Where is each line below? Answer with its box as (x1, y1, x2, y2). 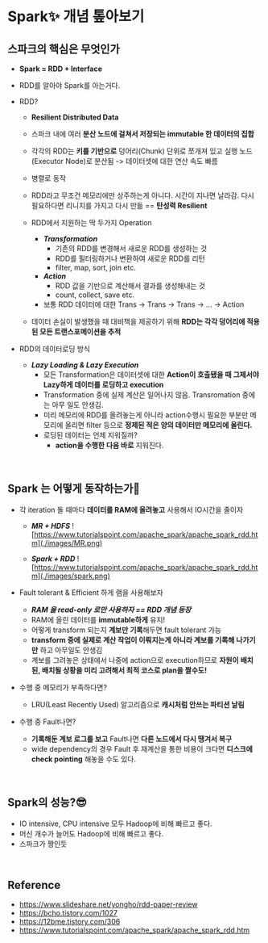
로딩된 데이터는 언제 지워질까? (43, 430, 138, 440)
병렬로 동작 (31, 174, 66, 182)
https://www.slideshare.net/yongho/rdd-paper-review (19, 899, 198, 909)
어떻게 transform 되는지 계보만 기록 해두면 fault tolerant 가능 (31, 625, 222, 635)
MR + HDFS (31, 521, 70, 530)
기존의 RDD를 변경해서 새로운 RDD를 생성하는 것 (55, 244, 208, 253)
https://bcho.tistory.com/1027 (19, 908, 118, 918)
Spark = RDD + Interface (19, 64, 102, 73)
